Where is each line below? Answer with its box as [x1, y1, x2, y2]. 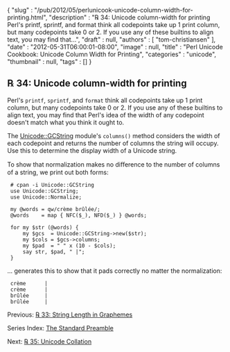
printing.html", [7, 13, 48, 22]
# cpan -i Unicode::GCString [10, 181, 95, 188]
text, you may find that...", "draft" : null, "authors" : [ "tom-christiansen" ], [7, 35, 216, 44]
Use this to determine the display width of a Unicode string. [7, 146, 177, 155]
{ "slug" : [7, 6, 33, 14]
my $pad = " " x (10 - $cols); [22, 242, 116, 249]
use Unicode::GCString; [10, 187, 79, 194]
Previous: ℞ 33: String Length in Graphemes [7, 310, 133, 319]
